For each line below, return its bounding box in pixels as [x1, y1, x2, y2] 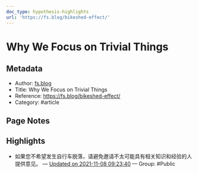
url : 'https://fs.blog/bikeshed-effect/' [6, 14, 111, 20]
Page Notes [6, 116, 50, 126]
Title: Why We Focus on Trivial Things [14, 86, 108, 93]
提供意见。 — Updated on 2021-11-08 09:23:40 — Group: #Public [14, 160, 175, 167]
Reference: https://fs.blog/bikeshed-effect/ [14, 92, 121, 99]
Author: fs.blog [14, 79, 52, 86]
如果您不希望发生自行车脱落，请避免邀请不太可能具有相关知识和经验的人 [14, 153, 192, 160]
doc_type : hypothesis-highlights [6, 8, 89, 15]
